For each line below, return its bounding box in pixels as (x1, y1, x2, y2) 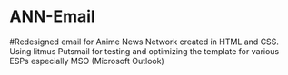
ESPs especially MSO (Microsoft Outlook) (9, 55, 165, 66)
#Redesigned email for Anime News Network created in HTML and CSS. (9, 36, 280, 47)
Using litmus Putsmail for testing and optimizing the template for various (9, 45, 280, 56)
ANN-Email (9, 6, 95, 27)
